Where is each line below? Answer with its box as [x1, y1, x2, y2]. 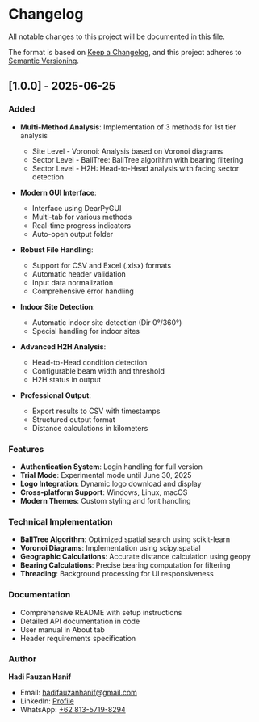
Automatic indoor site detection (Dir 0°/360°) [31, 317, 182, 327]
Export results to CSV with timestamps [31, 406, 161, 416]
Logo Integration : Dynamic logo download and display [19, 479, 202, 488]
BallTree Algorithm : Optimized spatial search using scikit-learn [19, 534, 231, 544]
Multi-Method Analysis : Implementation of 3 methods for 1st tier [19, 122, 236, 132]
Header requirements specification [19, 633, 136, 643]
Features [8, 443, 44, 454]
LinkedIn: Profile [19, 696, 74, 706]
